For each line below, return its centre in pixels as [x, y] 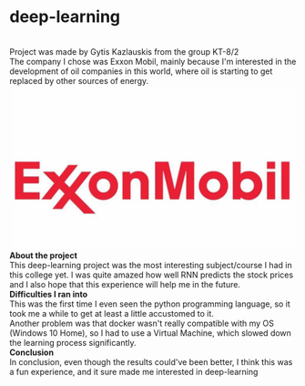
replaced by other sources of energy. [79, 80]
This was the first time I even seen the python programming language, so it [150, 304]
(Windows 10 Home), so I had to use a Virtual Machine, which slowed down [150, 333]
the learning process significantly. [73, 343]
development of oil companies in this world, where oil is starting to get [141, 71]
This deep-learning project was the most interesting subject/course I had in [151, 266]
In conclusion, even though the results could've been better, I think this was [151, 362]
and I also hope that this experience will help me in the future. [125, 285]
